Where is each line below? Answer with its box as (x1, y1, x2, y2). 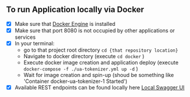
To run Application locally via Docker (6, 5, 145, 15)
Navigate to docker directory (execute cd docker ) (23, 53, 145, 59)
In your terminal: (14, 39, 55, 46)
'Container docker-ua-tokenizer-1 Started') (23, 78, 128, 85)
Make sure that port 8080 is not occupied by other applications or (14, 26, 175, 34)
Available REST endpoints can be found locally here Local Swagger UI (14, 84, 185, 91)
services (14, 34, 36, 41)
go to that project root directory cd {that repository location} (23, 46, 178, 53)
